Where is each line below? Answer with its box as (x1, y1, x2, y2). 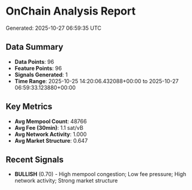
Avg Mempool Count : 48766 (14, 117, 87, 125)
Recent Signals (5, 154, 64, 165)
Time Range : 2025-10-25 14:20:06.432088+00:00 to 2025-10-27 (14, 77, 179, 84)
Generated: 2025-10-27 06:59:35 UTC (5, 24, 101, 32)
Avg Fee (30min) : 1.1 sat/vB (14, 124, 83, 131)
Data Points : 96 (14, 58, 54, 65)
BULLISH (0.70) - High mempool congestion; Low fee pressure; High (14, 171, 187, 178)
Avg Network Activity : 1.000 (14, 131, 87, 138)
